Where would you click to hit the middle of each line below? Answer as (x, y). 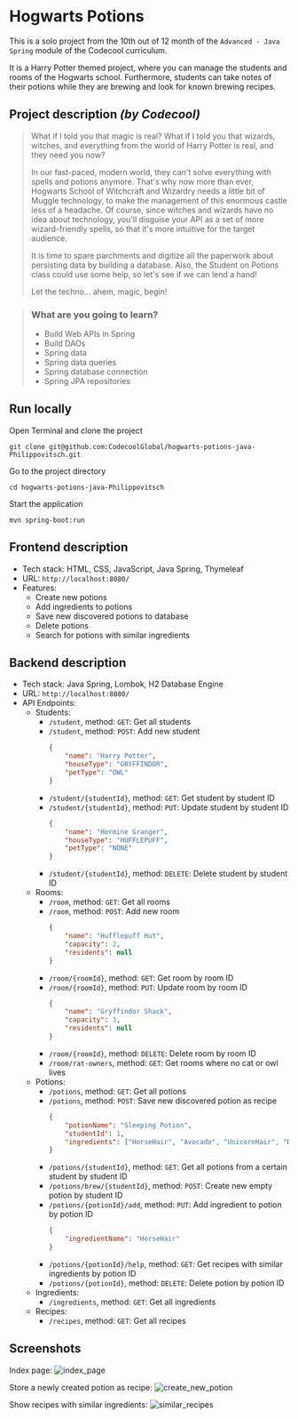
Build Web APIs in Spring (90, 334)
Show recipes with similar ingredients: (78, 1404)
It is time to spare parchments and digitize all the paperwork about (152, 255)
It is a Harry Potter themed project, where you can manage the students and (148, 68)
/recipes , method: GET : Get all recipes (117, 1320)
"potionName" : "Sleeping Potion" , (129, 1125)
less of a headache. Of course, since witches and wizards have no (152, 210)
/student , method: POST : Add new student (124, 732)
